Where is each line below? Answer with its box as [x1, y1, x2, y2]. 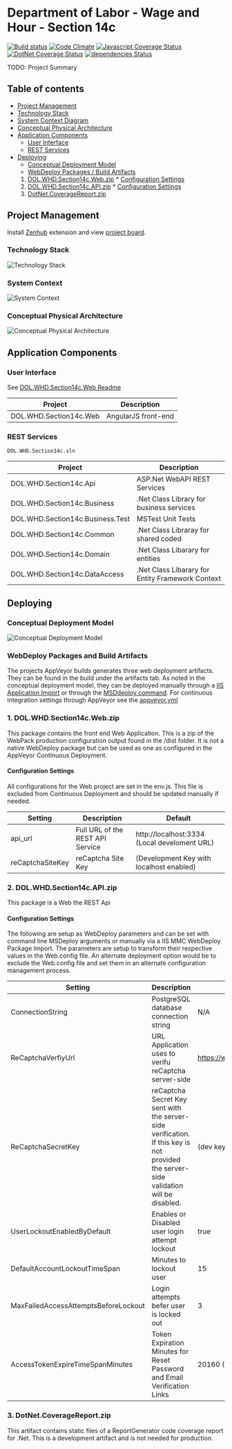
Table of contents [7, 83, 84, 95]
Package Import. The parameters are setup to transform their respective [7, 945, 213, 953]
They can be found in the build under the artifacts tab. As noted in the [7, 674, 206, 682]
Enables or [151, 1209, 186, 1219]
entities [137, 554, 161, 564]
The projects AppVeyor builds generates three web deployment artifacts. [7, 667, 214, 675]
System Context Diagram [17, 116, 88, 124]
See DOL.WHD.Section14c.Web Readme [7, 383, 122, 392]
